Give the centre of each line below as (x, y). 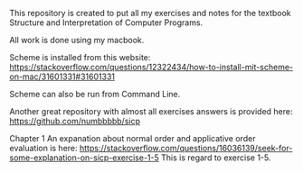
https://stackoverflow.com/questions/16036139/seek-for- (186, 148)
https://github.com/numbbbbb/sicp (75, 121)
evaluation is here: (44, 148)
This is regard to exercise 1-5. (216, 158)
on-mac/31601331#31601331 (62, 77)
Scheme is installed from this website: (80, 57)
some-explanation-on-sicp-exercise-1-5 (85, 158)
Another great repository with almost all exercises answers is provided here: (151, 111)
